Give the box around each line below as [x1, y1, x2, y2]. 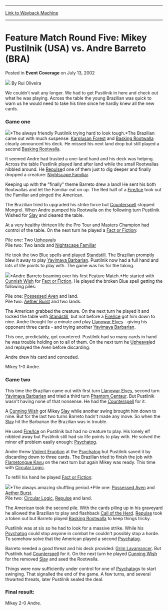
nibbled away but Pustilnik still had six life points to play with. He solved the [5, 433, 161, 440]
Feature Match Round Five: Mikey [5, 32, 147, 43]
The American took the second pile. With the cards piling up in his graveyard [5, 505, 163, 511]
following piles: [5, 283, 36, 290]
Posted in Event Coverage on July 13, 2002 [5, 69, 95, 75]
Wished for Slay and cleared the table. [5, 212, 84, 218]
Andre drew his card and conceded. [5, 354, 79, 360]
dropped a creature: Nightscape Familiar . [5, 172, 89, 178]
